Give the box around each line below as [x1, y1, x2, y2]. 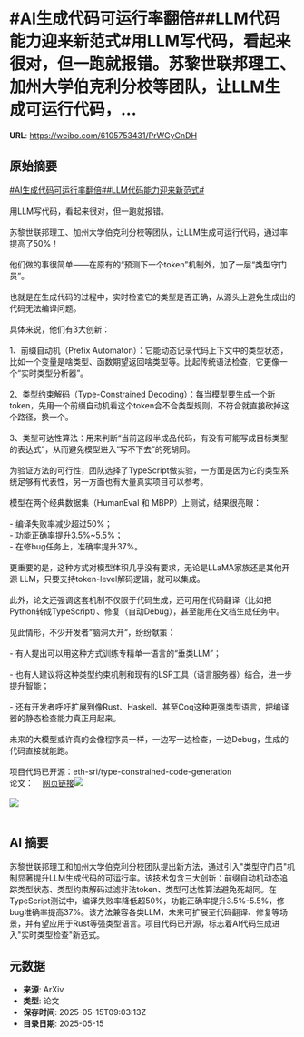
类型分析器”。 [36, 367, 89, 378]
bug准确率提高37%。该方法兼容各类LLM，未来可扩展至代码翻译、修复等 [9, 906, 280, 917]
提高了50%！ [9, 237, 59, 248]
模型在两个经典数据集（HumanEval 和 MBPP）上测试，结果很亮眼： [9, 497, 262, 508]
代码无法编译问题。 [9, 302, 82, 314]
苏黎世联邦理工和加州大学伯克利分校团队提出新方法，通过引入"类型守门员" [9, 861, 288, 871]
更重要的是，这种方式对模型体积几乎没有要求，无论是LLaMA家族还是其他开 [9, 561, 290, 573]
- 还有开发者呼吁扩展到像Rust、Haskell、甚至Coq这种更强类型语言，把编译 [9, 701, 289, 712]
